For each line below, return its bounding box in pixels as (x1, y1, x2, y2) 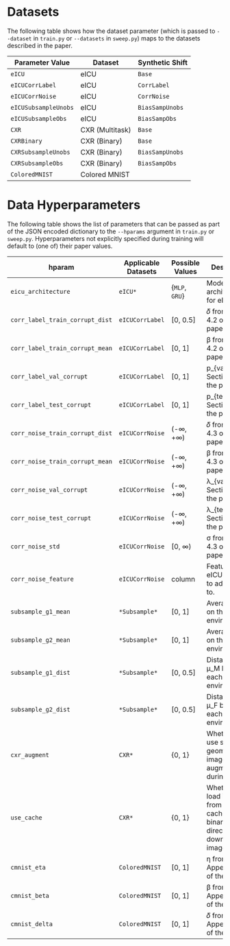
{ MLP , (170, 282, 187, 292)
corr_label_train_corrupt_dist (10, 316, 113, 323)
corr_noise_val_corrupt (10, 485, 88, 494)
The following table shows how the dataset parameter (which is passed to (7, 27, 216, 35)
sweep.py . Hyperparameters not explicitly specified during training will (7, 234, 204, 242)
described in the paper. (7, 41, 73, 49)
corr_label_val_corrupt (10, 372, 88, 380)
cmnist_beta (10, 892, 50, 899)
